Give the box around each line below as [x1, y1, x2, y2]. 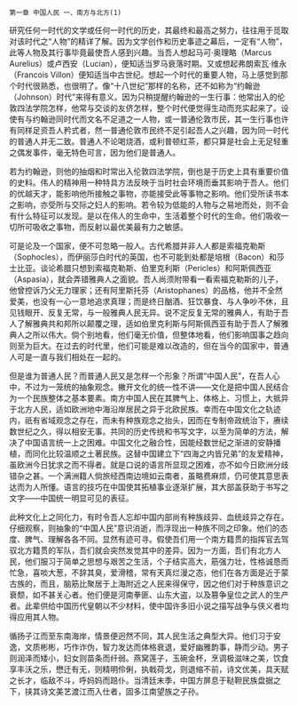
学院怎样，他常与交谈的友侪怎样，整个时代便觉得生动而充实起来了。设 [32, 103, 289, 113]
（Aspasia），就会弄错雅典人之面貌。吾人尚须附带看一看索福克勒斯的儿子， [9, 274, 284, 284]
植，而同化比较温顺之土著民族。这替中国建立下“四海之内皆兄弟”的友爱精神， [9, 448, 288, 459]
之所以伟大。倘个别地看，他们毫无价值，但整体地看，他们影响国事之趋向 [24, 330, 289, 340]
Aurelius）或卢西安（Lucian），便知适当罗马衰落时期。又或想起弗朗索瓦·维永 [9, 59, 287, 68]
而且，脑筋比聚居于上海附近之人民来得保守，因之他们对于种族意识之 [39, 579, 289, 589]
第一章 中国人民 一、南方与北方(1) [9, 8, 122, 17]
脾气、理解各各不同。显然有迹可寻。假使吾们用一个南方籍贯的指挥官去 [24, 534, 281, 544]
